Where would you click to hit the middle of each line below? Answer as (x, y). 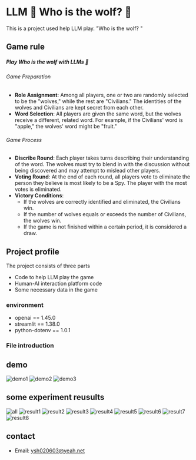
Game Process (24, 140)
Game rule (26, 47)
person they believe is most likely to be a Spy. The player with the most (101, 183)
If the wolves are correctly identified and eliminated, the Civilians (102, 202)
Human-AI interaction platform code (58, 283)
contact (21, 436)
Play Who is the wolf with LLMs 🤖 (48, 62)
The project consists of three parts (48, 266)
